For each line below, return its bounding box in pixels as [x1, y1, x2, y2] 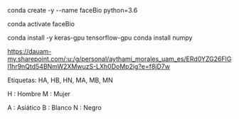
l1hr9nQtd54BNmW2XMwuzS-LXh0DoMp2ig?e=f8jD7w [7, 62, 171, 70]
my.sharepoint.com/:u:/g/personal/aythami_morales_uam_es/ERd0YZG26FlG [7, 55, 232, 63]
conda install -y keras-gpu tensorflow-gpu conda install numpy [7, 33, 193, 42]
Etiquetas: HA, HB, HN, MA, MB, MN [7, 76, 114, 84]
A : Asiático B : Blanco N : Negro [7, 103, 102, 112]
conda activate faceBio [7, 20, 75, 28]
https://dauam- [7, 47, 52, 55]
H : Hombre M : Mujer [7, 90, 71, 98]
